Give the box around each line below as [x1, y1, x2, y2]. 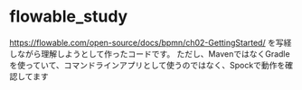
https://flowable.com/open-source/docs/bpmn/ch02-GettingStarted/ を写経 [9, 37, 292, 48]
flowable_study [9, 6, 128, 27]
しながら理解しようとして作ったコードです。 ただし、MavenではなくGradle [9, 48, 291, 59]
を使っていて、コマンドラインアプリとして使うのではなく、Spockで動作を [9, 59, 286, 70]
